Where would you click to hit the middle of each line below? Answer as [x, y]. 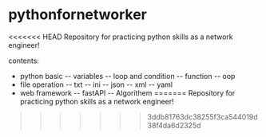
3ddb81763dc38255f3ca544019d [202, 116]
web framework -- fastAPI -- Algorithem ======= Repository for [127, 92]
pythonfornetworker [78, 15]
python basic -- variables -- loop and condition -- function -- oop [127, 76]
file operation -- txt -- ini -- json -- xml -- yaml [96, 84]
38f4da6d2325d [174, 125]
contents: [24, 61]
